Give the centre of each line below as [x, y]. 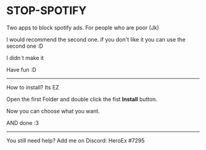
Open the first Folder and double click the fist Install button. [82, 99]
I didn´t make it [25, 58]
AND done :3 [23, 122]
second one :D [25, 46]
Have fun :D [21, 69]
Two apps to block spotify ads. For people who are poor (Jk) [83, 28]
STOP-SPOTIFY [47, 11]
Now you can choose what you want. [53, 111]
